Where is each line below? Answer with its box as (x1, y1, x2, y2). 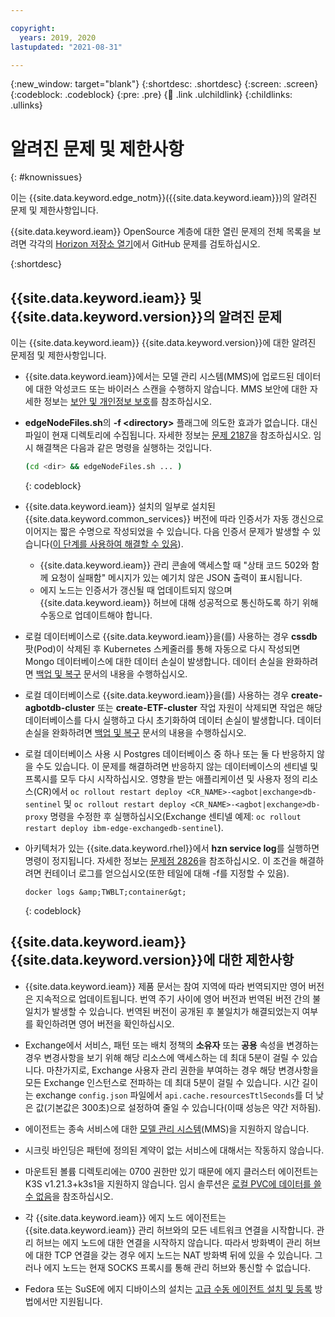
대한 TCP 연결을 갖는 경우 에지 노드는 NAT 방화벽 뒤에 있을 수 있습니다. (35, 1249, 313, 1261)
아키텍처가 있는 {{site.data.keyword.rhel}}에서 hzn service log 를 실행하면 (24, 842, 320, 854)
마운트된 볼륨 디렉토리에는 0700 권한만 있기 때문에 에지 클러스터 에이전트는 (24, 1165, 319, 1177)
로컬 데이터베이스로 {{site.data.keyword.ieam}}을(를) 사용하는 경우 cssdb (24, 631, 318, 642)
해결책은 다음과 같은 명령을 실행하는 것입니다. (35, 442, 212, 454)
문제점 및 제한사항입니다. (10, 349, 107, 361)
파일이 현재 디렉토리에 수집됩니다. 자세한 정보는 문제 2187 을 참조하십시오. (24, 429, 312, 441)
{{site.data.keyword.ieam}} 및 (10, 289, 202, 306)
